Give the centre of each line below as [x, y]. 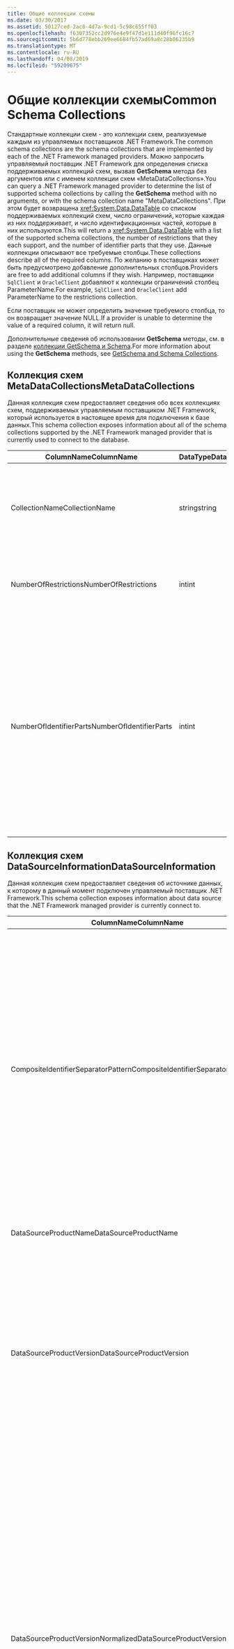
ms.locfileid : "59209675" [45, 65]
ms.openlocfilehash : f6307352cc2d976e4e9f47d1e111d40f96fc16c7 [101, 33]
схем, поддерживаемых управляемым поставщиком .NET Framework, [112, 410]
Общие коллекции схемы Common [112, 100]
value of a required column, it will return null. [71, 325]
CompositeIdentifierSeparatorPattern [71, 1070]
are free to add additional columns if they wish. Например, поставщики [111, 274]
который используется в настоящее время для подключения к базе [109, 418]
